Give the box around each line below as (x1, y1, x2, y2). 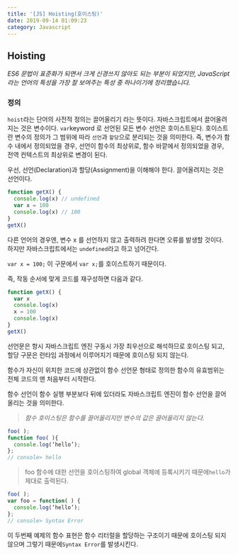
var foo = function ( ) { (7, 498, 81, 505)
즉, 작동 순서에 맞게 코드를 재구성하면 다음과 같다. (7, 274, 144, 283)
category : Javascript (7, 23, 72, 30)
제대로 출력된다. (24, 476, 69, 486)
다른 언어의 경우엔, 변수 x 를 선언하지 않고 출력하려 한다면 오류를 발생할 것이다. (7, 235, 224, 244)
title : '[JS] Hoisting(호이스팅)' (7, 10, 103, 18)
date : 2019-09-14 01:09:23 (7, 17, 87, 24)
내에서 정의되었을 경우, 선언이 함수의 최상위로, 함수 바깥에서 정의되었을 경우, (14, 142, 225, 150)
